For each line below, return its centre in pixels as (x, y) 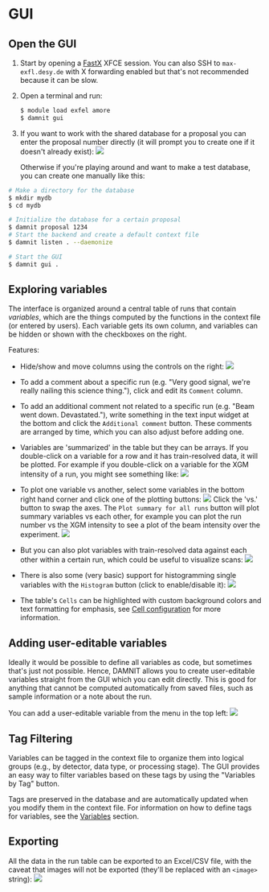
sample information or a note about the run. (80, 696)
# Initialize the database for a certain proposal (95, 220)
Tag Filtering (41, 739)
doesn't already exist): (57, 151)
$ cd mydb (25, 205)
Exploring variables (58, 289)
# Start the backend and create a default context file (104, 235)
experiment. (40, 535)
